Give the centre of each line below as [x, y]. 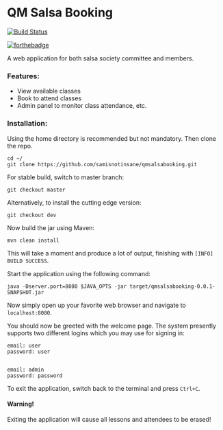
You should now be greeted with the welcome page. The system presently [112, 326]
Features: [23, 76]
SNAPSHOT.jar [26, 292]
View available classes [49, 91]
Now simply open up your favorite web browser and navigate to [97, 305]
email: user [24, 346]
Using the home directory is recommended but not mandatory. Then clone [112, 138]
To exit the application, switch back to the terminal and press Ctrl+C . [104, 388]
